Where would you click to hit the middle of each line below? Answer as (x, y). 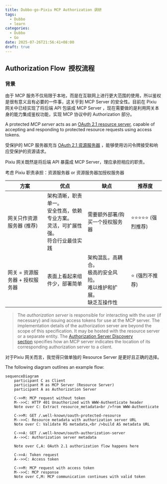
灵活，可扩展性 (65, 226)
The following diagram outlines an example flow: (55, 367)
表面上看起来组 (65, 276)
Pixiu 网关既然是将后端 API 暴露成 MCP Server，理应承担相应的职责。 (76, 162)
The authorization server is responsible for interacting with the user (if (89, 315)
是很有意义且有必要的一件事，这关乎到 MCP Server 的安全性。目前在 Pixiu (81, 102)
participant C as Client (40, 381)
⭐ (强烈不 (142, 275)
